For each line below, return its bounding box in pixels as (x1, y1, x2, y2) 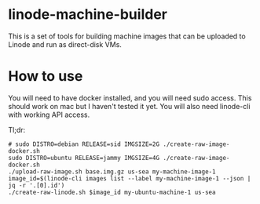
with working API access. (8, 110, 90, 119)
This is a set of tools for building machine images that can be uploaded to (8, 31, 246, 41)
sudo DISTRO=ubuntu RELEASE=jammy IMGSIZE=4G (8, 154, 159, 162)
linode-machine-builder (8, 5, 167, 24)
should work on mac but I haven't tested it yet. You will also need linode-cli (8, 101, 251, 111)
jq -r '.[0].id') (8, 181, 65, 189)
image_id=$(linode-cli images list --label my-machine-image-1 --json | (8, 174, 251, 182)
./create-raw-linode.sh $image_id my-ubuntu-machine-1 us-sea (8, 188, 216, 196)
